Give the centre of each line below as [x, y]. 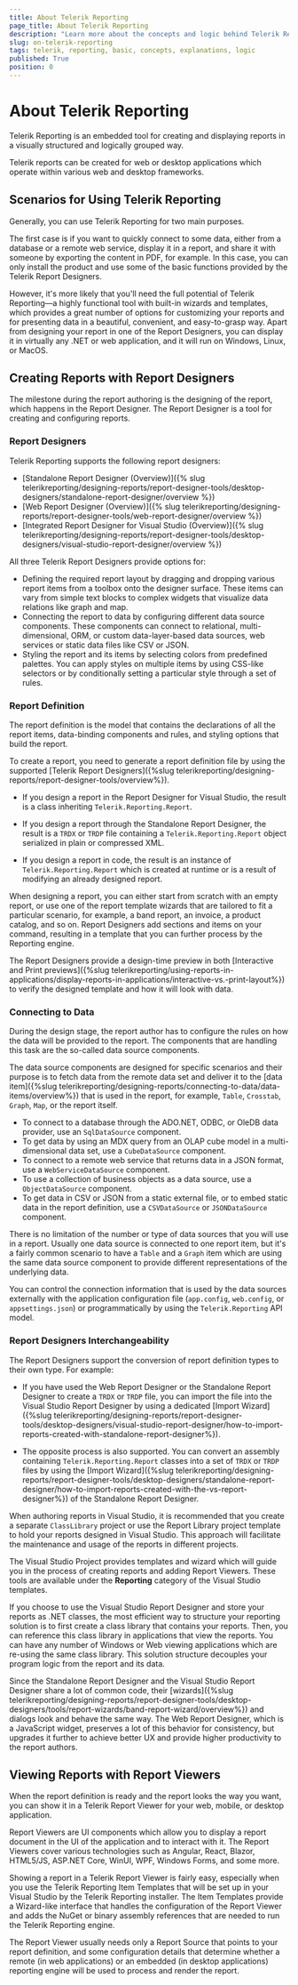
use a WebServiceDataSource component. [96, 1169]
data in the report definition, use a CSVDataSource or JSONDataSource [145, 1208]
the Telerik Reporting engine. [62, 1925]
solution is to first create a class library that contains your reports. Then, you [149, 1626]
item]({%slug [33, 1087]
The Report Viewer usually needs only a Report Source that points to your [144, 1942]
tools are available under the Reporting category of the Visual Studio [135, 1580]
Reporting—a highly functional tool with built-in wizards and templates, [139, 302]
